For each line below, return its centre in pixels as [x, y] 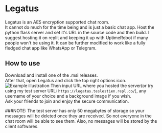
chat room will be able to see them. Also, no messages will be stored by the [81, 121]
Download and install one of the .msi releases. [52, 75]
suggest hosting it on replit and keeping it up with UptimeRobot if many [77, 38]
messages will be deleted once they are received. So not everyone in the [78, 116]
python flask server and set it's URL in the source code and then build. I [77, 32]
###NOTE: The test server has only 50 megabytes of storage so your [75, 111]
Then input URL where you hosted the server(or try [102, 86]
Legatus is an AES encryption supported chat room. [57, 22]
